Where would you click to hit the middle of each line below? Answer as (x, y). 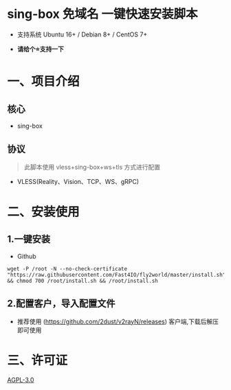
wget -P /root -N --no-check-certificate (67, 268)
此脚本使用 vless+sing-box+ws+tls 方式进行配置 (92, 167)
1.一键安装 (29, 239)
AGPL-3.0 (21, 380)
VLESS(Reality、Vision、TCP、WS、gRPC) (78, 181)
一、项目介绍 (44, 81)
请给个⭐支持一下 (40, 49)
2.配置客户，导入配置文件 (61, 304)
